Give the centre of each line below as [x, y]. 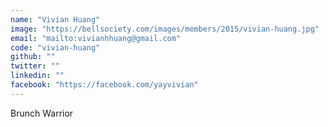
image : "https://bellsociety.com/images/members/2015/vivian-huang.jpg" [165, 29]
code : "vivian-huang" [55, 47]
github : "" [33, 57]
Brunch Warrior [42, 113]
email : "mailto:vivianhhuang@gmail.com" [96, 38]
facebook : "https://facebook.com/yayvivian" [104, 85]
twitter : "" [35, 66]
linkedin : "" [37, 76]
